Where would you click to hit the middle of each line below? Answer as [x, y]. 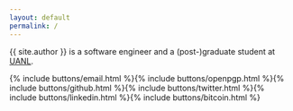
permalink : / [34, 26]
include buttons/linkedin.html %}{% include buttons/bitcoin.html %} [135, 97]
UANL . [22, 61]
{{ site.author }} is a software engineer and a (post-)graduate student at [142, 51]
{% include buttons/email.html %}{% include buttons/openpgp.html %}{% [147, 78]
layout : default [40, 17]
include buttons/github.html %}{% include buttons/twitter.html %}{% [137, 88]
